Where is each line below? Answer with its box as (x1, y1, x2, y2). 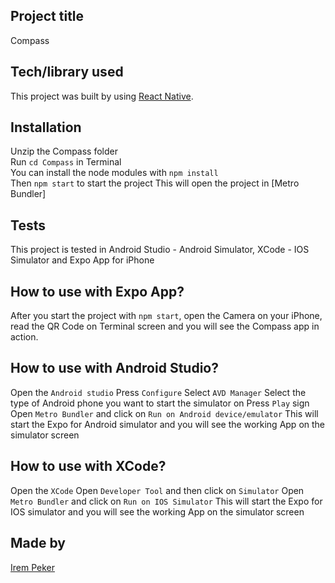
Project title (10, 8, 85, 25)
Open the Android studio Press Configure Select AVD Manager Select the (10, 386, 307, 398)
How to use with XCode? (10, 458, 167, 475)
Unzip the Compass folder (10, 145, 119, 158)
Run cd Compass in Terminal (10, 156, 122, 168)
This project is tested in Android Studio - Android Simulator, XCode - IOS (10, 244, 310, 256)
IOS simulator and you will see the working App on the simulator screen (10, 505, 305, 518)
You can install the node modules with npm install (10, 167, 219, 179)
